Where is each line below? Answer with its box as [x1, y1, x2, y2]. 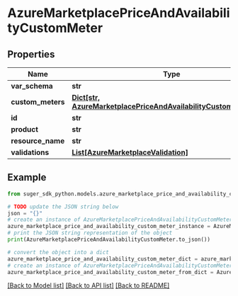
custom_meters [11, 97, 65, 107]
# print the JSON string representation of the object [7, 229, 173, 237]
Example [7, 171, 47, 183]
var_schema [11, 81, 53, 91]
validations [11, 147, 50, 157]
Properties [7, 48, 55, 60]
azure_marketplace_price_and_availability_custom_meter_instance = [7, 223, 211, 230]
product [11, 125, 39, 134]
